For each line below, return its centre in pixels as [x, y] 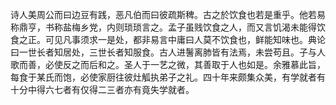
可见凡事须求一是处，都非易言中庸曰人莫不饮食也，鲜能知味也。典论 [185, 39]
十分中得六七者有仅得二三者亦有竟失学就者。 [102, 89]
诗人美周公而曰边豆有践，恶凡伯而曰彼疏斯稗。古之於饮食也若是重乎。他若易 [168, 14]
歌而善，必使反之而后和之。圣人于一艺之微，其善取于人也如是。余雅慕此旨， [168, 64]
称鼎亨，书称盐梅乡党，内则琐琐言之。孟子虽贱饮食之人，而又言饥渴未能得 [163, 27]
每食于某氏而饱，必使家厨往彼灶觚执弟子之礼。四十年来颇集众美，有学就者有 [168, 77]
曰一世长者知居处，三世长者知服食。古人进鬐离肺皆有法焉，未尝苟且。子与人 [168, 52]
